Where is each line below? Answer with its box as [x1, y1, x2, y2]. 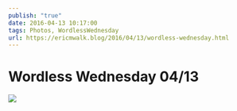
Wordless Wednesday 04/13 [8, 68, 199, 86]
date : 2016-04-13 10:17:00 [8, 19, 98, 27]
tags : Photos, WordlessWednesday [8, 26, 119, 34]
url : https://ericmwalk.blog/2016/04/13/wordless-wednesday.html [8, 33, 229, 42]
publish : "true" [8, 11, 62, 20]
